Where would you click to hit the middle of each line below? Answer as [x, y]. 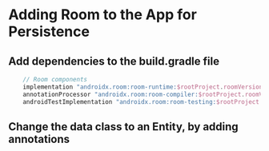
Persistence [49, 32]
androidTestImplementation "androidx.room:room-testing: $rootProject [141, 101]
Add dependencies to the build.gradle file [114, 61]
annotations [39, 139]
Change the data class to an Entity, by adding [123, 127]
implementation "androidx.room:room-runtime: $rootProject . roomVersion [143, 87]
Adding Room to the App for [103, 15]
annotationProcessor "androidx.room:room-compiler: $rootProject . [134, 94]
